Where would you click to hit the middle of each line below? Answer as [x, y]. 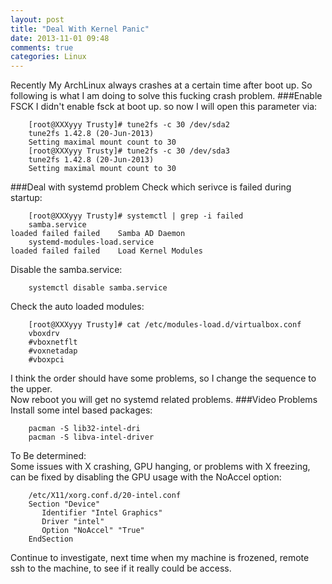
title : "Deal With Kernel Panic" [80, 29]
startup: [26, 198]
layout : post [37, 19]
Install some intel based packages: [81, 410]
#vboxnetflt [53, 342]
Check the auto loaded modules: [77, 307]
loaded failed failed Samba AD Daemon [98, 234]
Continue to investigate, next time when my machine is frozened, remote [160, 558]
